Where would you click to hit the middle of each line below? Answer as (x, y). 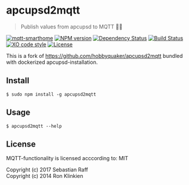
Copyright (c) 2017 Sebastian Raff (47, 170)
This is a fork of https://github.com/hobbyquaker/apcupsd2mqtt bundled (94, 56)
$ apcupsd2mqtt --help (34, 126)
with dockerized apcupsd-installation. (52, 62)
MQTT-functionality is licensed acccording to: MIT (67, 158)
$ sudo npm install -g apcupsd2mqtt (51, 94)
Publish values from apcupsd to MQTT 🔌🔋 (71, 27)
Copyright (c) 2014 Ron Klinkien (45, 176)
